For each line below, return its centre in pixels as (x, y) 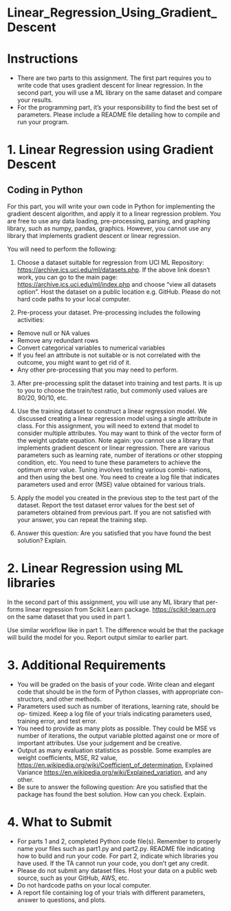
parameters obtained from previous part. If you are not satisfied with (114, 512)
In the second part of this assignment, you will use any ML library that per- (113, 602)
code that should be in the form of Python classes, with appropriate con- (120, 692)
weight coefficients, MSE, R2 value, (67, 758)
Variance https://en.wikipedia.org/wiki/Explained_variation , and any (112, 772)
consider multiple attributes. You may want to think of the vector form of (119, 433)
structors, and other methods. (59, 699)
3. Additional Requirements (87, 665)
